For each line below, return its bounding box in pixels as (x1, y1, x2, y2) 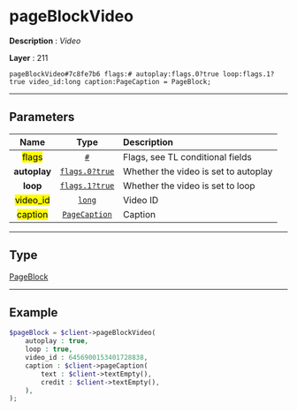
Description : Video (9, 35, 81, 46)
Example (9, 305, 58, 320)
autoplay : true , (25, 337, 89, 346)
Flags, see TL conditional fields (123, 150, 252, 163)
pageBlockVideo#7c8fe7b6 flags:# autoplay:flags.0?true (9, 69, 219, 79)
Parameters (9, 110, 75, 125)
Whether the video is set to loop (123, 179, 255, 192)
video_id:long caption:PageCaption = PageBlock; (28, 77, 212, 86)
